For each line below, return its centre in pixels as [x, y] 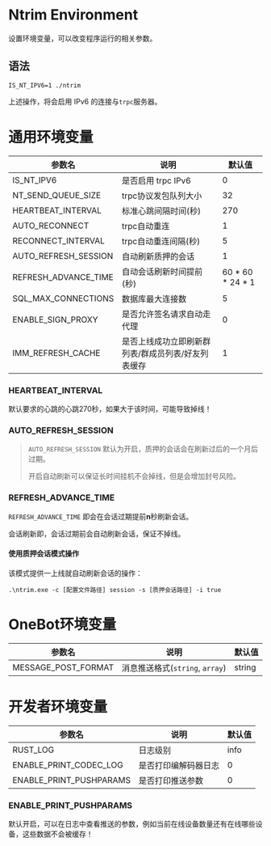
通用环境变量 [51, 137]
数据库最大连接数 [154, 298]
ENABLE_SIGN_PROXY [55, 319]
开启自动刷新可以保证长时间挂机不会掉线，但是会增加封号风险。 [134, 476]
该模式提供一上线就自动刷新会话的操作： [75, 573]
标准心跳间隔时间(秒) [161, 210]
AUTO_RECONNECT [51, 226]
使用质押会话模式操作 [44, 554]
